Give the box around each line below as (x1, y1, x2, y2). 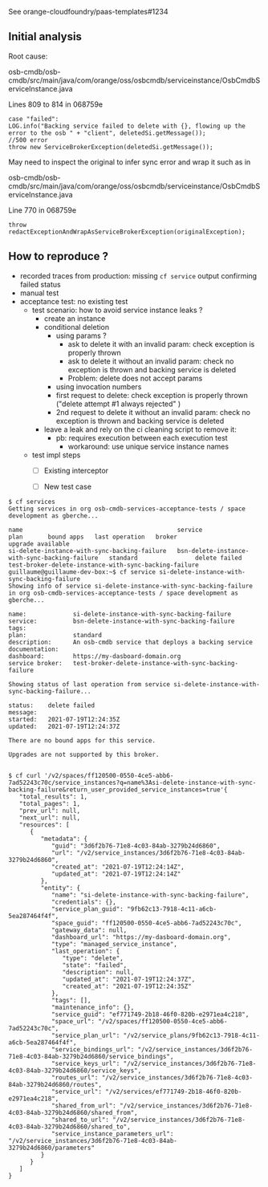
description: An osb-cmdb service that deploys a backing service (8, 638, 253, 646)
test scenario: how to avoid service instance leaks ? (31, 305, 203, 315)
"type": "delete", (62, 954, 124, 962)
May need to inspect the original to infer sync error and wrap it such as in (8, 157, 251, 167)
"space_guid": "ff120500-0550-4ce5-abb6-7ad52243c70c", (51, 919, 242, 927)
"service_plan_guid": (51, 904, 124, 913)
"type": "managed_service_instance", (51, 940, 178, 948)
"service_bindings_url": (51, 1045, 135, 1054)
